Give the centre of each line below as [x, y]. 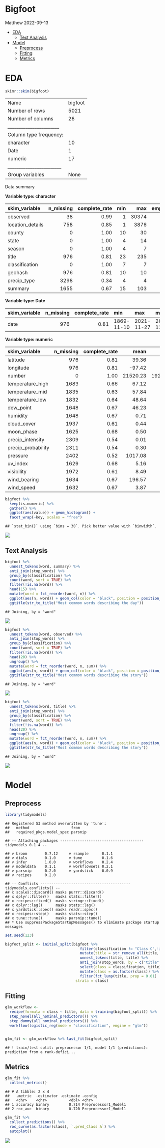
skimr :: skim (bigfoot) [27, 91]
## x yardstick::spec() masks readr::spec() [51, 909]
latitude [16, 360]
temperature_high [28, 383]
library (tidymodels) [26, 814]
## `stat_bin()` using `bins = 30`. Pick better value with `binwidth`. [81, 526]
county [16, 232]
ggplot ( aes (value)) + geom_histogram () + [53, 513]
